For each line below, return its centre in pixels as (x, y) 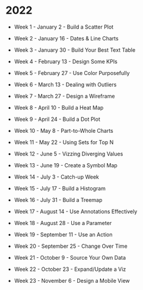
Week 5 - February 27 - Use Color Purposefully (72, 73)
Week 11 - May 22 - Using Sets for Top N (64, 142)
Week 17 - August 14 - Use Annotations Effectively (76, 211)
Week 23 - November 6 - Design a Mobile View (72, 280)
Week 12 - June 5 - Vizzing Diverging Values (69, 154)
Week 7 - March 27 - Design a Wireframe (64, 96)
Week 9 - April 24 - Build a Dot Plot (57, 119)
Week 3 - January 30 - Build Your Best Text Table (75, 50)
